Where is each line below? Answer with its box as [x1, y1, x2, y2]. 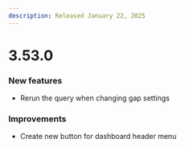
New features [8, 75, 63, 86]
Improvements [8, 113, 67, 125]
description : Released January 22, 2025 [8, 11, 146, 20]
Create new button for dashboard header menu [19, 132, 177, 141]
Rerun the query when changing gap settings [19, 93, 171, 103]
